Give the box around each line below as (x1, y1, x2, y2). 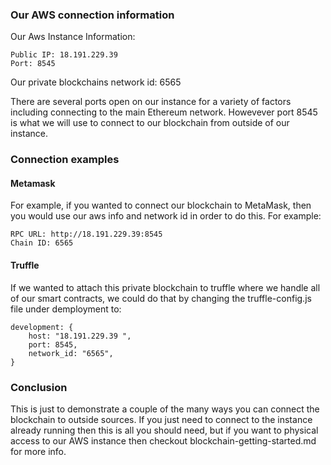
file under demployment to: (10, 303, 122, 315)
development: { (10, 322, 74, 332)
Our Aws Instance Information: (10, 31, 136, 43)
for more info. (10, 445, 67, 457)
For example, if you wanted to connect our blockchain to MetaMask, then (10, 199, 312, 212)
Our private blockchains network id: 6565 (10, 76, 182, 88)
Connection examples (10, 153, 120, 167)
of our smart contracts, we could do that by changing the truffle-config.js (10, 292, 312, 304)
